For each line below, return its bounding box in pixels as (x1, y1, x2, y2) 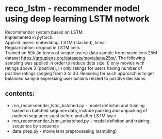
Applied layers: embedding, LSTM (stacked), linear (5, 39, 107, 45)
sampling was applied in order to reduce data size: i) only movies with (5, 60, 145, 66)
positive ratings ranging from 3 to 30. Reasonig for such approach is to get (5, 70, 154, 76)
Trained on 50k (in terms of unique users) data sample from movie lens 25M (5, 49, 158, 56)
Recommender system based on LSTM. (5, 29, 84, 35)
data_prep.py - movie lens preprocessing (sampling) (12, 128, 117, 134)
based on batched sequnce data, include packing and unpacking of (12, 108, 147, 113)
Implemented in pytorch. (5, 34, 54, 40)
